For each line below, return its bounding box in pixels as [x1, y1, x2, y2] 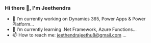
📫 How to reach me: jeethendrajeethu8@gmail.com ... [12, 32, 127, 38]
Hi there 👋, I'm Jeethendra [5, 4, 71, 11]
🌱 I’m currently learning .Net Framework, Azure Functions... [12, 26, 137, 32]
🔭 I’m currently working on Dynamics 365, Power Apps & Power [12, 16, 146, 22]
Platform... [12, 21, 34, 27]
